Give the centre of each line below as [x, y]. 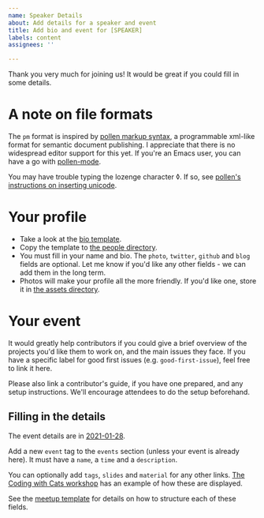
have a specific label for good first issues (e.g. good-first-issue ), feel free [129, 359]
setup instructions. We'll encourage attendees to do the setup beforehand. [129, 392]
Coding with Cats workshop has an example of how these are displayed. [125, 483]
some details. [30, 83]
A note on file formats [81, 114]
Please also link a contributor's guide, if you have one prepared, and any [126, 383]
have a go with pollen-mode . [55, 162]
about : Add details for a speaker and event [82, 23]
